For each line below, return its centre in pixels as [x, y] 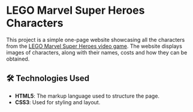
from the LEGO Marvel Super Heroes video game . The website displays [94, 46]
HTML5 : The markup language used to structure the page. [87, 96]
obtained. [18, 59]
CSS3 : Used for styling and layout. [58, 102]
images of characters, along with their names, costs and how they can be [97, 52]
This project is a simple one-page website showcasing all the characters [96, 40]
